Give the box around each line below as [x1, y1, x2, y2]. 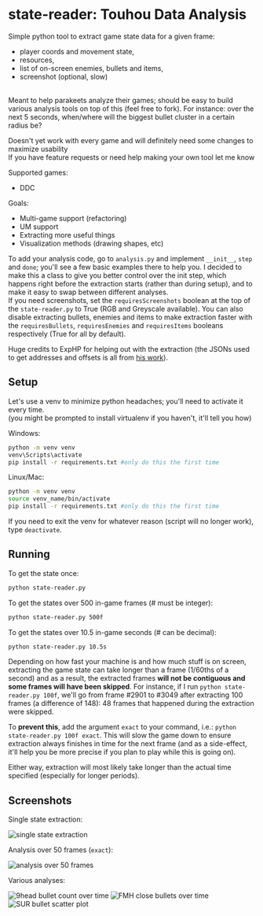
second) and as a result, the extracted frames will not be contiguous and [8, 674, 246, 683]
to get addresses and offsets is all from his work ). [8, 353, 169, 362]
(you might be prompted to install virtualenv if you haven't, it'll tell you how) [8, 413, 252, 423]
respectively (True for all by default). [8, 329, 126, 338]
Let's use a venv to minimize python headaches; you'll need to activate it [8, 396, 243, 406]
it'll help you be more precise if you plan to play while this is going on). [8, 748, 236, 757]
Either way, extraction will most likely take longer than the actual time [8, 763, 232, 772]
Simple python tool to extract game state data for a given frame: [8, 31, 215, 41]
